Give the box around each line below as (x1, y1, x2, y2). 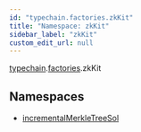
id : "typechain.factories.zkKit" (9, 13, 134, 22)
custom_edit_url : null (9, 38, 94, 48)
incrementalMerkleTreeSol (21, 113, 120, 124)
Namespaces (9, 89, 85, 104)
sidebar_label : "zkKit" (9, 30, 98, 39)
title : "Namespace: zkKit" (9, 22, 110, 31)
